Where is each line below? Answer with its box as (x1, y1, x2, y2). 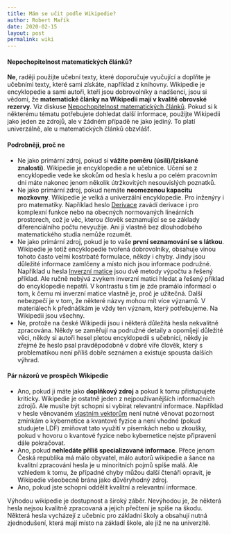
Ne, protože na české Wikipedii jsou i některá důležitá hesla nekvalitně (17, 318, 219, 327)
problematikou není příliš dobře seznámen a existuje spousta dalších (17, 348, 213, 357)
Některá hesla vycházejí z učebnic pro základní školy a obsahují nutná (7, 511, 207, 519)
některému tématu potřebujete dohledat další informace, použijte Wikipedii (7, 110, 221, 118)
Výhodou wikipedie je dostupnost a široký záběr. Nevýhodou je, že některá (7, 496, 222, 505)
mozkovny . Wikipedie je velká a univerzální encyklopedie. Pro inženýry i (17, 193, 224, 202)
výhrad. (17, 355, 40, 364)
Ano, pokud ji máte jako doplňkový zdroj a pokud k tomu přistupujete (17, 387, 216, 395)
